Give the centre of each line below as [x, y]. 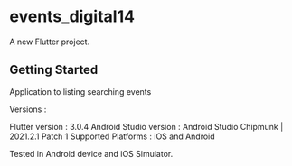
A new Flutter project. [50, 41]
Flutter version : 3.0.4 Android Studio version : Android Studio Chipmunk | [146, 126]
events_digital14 [72, 17]
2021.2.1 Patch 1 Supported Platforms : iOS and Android [112, 136]
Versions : [28, 109]
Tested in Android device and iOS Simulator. [91, 153]
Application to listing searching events [80, 91]
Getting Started [54, 70]
